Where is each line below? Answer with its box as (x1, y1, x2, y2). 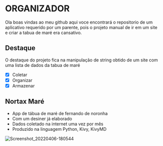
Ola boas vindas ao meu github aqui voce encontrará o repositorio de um (5, 19, 153, 25)
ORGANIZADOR (5, 3, 70, 14)
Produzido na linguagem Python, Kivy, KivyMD (12, 126, 107, 132)
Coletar (12, 72, 27, 78)
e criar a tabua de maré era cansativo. (5, 29, 82, 35)
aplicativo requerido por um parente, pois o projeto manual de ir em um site (5, 24, 158, 30)
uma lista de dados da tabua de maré (5, 62, 80, 68)
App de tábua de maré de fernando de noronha (12, 110, 108, 116)
